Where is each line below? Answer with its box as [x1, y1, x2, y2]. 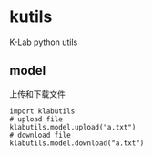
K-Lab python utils [9, 36, 78, 47]
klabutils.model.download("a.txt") [9, 139, 145, 148]
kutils [9, 6, 53, 27]
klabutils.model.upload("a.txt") [9, 122, 137, 131]
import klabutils [9, 107, 76, 116]
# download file [9, 130, 71, 140]
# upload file [9, 114, 64, 124]
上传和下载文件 [9, 88, 66, 99]
